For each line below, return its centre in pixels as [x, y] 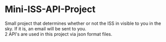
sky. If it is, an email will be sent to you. [46, 28]
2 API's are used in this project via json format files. [59, 34]
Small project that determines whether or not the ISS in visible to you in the [83, 23]
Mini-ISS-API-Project [50, 9]
